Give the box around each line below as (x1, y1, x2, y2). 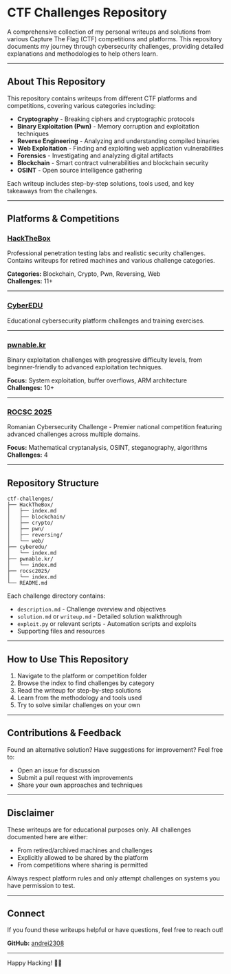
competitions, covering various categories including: (7, 101, 156, 109)
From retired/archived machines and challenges (16, 846, 153, 854)
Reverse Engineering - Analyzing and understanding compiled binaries (16, 136, 220, 145)
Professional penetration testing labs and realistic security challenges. (7, 249, 206, 257)
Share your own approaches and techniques (16, 781, 143, 789)
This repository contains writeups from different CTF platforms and (7, 94, 197, 102)
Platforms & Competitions (7, 213, 120, 225)
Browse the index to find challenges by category (16, 679, 155, 687)
